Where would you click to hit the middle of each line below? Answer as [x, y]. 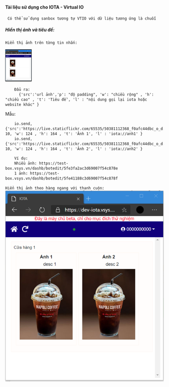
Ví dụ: [21, 158]
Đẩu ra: [22, 90]
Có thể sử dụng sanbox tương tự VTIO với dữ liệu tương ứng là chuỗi [82, 19]
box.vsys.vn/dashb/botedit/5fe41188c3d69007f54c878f [62, 178]
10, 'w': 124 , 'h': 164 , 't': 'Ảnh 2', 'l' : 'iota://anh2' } [74, 149]
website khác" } [22, 105]
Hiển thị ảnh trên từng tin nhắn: [41, 43]
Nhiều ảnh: [26, 163]
